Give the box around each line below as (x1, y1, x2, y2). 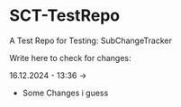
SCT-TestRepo (9, 5, 120, 26)
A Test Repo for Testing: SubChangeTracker (9, 35, 173, 46)
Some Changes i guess (22, 87, 109, 98)
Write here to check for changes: (9, 52, 132, 63)
